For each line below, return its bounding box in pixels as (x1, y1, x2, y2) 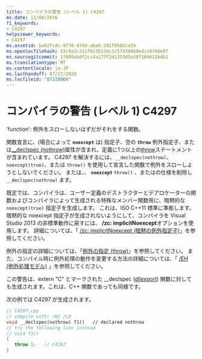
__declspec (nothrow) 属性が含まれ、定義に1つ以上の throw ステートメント (11, 146, 192, 153)
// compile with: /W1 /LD (6, 313, 71, 320)
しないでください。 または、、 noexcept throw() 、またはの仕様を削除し (16, 169, 193, 176)
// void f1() (6, 331, 39, 337)
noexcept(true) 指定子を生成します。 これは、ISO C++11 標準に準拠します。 (6, 204, 195, 212)
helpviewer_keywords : (6, 31, 61, 38)
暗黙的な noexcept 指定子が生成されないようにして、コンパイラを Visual (6, 212, 186, 219)
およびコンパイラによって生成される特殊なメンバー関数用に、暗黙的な (11, 197, 186, 204)
